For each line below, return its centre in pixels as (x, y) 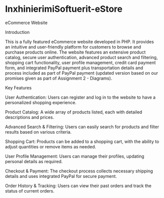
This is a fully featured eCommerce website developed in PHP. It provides (80, 42)
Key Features (18, 87)
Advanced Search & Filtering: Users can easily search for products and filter (82, 127)
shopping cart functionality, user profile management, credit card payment (81, 62)
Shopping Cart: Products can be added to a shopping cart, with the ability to (82, 141)
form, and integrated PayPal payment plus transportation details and (74, 68)
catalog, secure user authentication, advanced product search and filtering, (82, 57)
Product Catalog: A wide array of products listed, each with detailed (74, 112)
